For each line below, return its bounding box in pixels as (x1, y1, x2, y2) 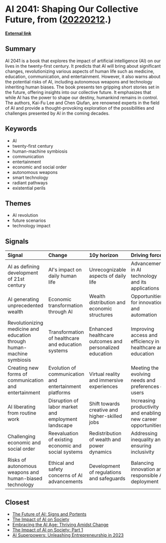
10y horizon (88, 252, 119, 259)
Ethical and (48, 459, 74, 466)
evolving (130, 371, 151, 377)
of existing (48, 436, 73, 443)
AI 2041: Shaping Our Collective (5, 3, 138, 15)
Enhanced (88, 326, 113, 333)
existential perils (12, 185, 46, 191)
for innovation (130, 299, 163, 306)
